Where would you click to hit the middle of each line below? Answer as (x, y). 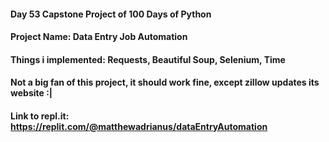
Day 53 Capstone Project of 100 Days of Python (111, 14)
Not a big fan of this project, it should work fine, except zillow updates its (165, 82)
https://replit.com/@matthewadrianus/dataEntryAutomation (139, 126)
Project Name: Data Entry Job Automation (99, 37)
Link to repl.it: (40, 116)
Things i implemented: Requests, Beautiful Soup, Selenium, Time (148, 59)
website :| (31, 93)
